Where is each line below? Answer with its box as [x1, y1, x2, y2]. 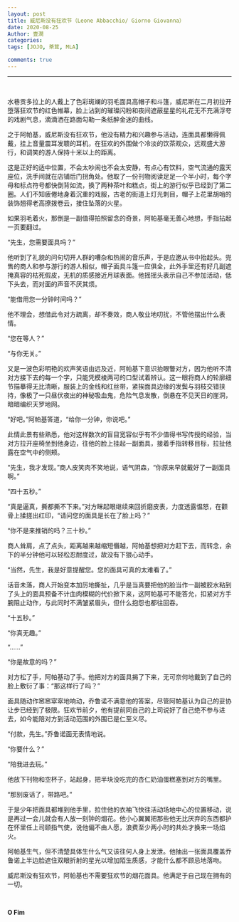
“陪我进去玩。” [7, 760, 48, 768]
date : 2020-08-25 [7, 23, 59, 31]
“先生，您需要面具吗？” [7, 238, 76, 246]
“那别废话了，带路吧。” [7, 790, 73, 798]
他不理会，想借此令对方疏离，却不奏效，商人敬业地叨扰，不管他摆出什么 [7, 310, 219, 318]
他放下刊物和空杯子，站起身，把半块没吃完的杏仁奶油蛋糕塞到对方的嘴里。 [7, 775, 225, 783]
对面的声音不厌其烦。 [38, 279, 101, 288]
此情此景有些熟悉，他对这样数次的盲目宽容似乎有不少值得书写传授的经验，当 [7, 430, 232, 439]
